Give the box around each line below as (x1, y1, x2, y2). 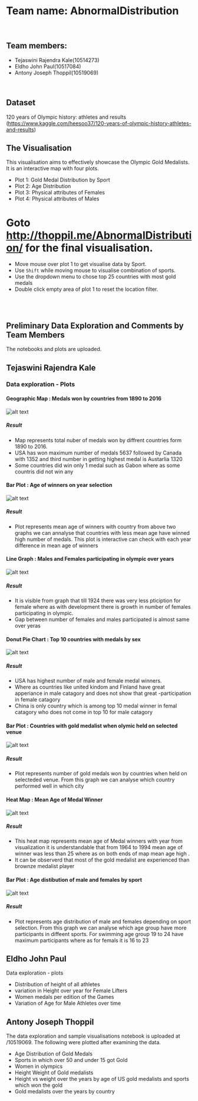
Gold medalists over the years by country (14, 1088, 115, 1095)
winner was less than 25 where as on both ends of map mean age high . (14, 850, 190, 858)
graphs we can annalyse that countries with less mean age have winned (14, 529, 190, 536)
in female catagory (14, 696, 61, 703)
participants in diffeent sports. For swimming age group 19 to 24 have (14, 930, 184, 937)
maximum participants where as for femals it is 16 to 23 (14, 937, 149, 944)
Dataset (6, 98, 36, 108)
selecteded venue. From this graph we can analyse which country (14, 776, 175, 784)
